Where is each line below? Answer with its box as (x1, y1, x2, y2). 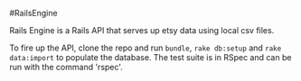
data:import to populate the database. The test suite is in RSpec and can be (9, 52, 292, 62)
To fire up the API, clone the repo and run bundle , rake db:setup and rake (9, 42, 282, 53)
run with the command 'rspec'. (9, 62, 124, 72)
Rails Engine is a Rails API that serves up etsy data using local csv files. (9, 25, 275, 35)
